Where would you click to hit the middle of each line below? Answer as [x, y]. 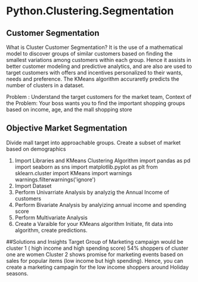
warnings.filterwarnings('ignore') [55, 179]
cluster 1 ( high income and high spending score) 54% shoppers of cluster [98, 248]
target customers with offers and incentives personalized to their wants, [95, 72]
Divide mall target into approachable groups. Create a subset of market [93, 142]
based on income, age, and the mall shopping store [69, 109]
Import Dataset [33, 185]
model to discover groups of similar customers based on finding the [89, 54]
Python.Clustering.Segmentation [90, 11]
